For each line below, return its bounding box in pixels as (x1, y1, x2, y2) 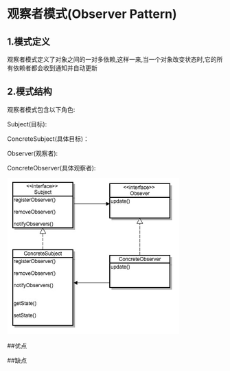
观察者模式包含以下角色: (7, 105, 76, 113)
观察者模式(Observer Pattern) (7, 6, 177, 22)
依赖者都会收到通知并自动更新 (12, 64, 97, 72)
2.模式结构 (7, 86, 53, 98)
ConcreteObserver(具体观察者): (7, 164, 96, 172)
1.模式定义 (7, 36, 51, 47)
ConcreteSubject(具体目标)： (7, 135, 89, 143)
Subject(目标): (7, 120, 47, 128)
